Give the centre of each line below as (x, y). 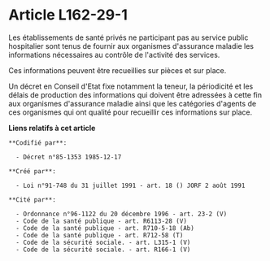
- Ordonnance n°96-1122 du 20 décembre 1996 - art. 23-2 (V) (122, 214)
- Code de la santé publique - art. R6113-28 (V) (101, 221)
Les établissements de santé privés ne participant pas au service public (128, 37)
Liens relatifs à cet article (52, 128)
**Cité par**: (33, 200)
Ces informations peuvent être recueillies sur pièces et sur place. (118, 70)
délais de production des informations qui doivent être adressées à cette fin (135, 94)
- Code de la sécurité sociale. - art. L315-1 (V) (103, 242)
